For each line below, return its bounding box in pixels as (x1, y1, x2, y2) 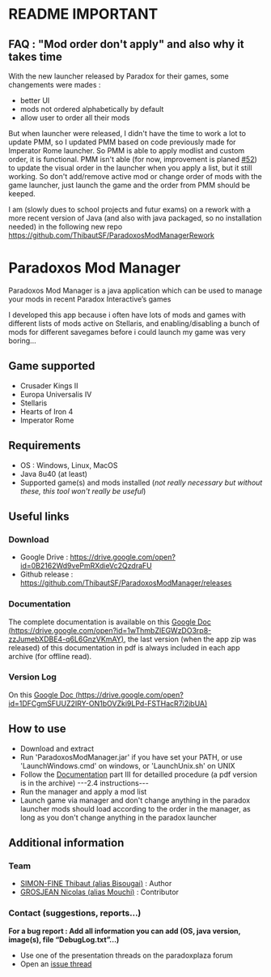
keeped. (8, 189, 36, 199)
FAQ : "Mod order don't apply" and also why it (8, 37, 244, 51)
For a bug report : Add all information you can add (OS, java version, (8, 926, 241, 936)
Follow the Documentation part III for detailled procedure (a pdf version (19, 769, 257, 779)
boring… (8, 336, 36, 345)
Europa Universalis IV (19, 389, 92, 399)
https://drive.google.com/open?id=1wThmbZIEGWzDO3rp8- (11, 625, 212, 635)
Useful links (8, 509, 70, 523)
